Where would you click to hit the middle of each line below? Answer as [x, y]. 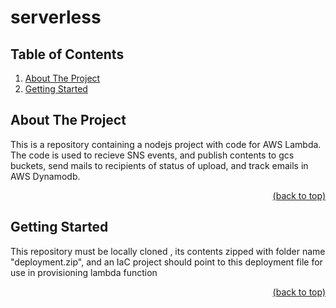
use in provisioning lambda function [84, 272]
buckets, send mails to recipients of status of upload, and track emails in [159, 165]
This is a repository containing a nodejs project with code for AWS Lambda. [166, 144]
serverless [56, 17]
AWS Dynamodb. [45, 176]
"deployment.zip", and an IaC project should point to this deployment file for [166, 262]
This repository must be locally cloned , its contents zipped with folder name [168, 251]
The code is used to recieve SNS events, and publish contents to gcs [152, 155]
